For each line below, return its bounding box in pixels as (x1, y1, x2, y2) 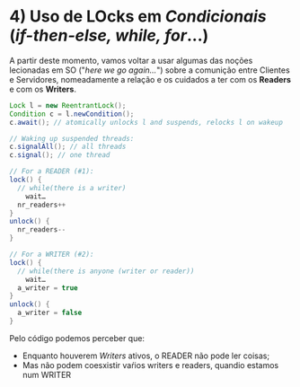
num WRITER (22, 369, 72, 380)
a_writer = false (17, 308, 83, 318)
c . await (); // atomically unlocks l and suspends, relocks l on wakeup (9, 118, 283, 127)
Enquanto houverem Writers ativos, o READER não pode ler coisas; (22, 350, 270, 361)
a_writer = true (17, 283, 78, 293)
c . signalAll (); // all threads (9, 142, 127, 152)
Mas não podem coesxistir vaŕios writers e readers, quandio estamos (22, 359, 279, 370)
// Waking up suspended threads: (9, 134, 135, 143)
